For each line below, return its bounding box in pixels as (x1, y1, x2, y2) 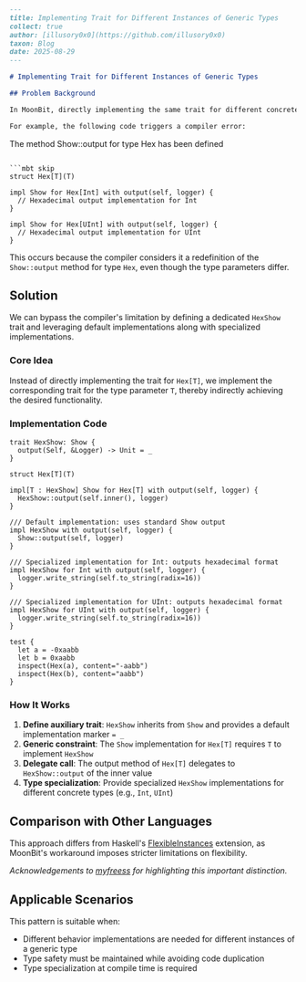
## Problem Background (9, 89, 96, 98)
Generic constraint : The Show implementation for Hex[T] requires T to (22, 738, 282, 749)
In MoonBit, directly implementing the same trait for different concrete (9, 105, 300, 114)
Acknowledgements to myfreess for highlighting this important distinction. (9, 865, 288, 876)
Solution (9, 288, 58, 304)
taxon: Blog (9, 38, 55, 48)
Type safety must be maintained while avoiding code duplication (22, 953, 265, 964)
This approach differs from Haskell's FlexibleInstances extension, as (9, 838, 266, 849)
